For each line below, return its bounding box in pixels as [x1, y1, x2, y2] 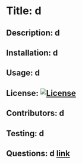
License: [6, 88, 39, 98]
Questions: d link [6, 148, 70, 158]
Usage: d [6, 68, 40, 78]
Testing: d [6, 128, 45, 139]
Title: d [6, 4, 42, 18]
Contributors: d [6, 108, 64, 118]
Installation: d [6, 47, 58, 57]
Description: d [6, 28, 60, 38]
